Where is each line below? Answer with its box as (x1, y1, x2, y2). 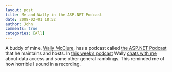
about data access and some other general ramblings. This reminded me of (5, 56, 165, 61)
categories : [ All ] (5, 31, 45, 36)
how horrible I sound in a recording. (5, 61, 81, 67)
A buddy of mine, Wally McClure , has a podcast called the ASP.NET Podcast (5, 45, 167, 51)
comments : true (5, 26, 38, 31)
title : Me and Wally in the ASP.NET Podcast (5, 12, 102, 17)
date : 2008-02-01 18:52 (5, 17, 56, 22)
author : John (5, 21, 33, 27)
